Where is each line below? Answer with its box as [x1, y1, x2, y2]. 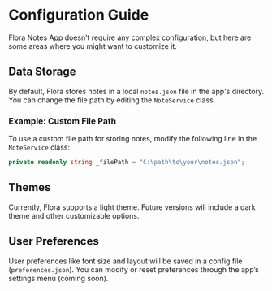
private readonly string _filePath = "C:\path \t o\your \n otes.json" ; [8, 159, 245, 167]
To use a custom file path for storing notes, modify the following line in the [8, 134, 257, 144]
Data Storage [8, 65, 76, 79]
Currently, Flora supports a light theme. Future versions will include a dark [8, 202, 256, 212]
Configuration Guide [8, 6, 149, 24]
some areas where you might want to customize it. [8, 41, 177, 50]
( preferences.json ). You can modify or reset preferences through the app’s [8, 264, 260, 274]
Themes [8, 180, 51, 194]
